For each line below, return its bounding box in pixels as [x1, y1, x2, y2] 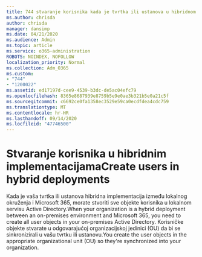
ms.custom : [6, 71, 34, 77]
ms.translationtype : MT [6, 104, 67, 110]
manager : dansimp [6, 25, 50, 32]
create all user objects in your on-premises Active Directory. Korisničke [6, 218, 184, 226]
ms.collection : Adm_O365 [6, 65, 69, 71]
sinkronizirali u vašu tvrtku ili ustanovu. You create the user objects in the [6, 231, 187, 238]
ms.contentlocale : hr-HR [6, 110, 69, 116]
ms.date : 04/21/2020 [6, 31, 59, 37]
